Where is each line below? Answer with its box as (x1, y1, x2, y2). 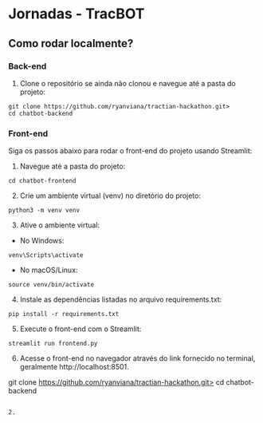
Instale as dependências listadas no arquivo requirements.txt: (19, 295, 222, 304)
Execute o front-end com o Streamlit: (19, 324, 142, 334)
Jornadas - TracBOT (8, 5, 145, 23)
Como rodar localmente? (8, 37, 134, 50)
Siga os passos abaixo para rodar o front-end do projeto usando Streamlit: (8, 146, 253, 156)
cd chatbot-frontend (8, 177, 77, 185)
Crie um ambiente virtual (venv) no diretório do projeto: (19, 191, 202, 200)
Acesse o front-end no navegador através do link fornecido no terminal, (19, 354, 256, 363)
